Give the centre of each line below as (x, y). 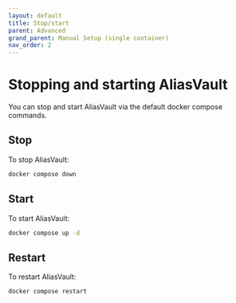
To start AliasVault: (39, 218)
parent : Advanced (37, 30)
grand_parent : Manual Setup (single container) (89, 38)
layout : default (35, 16)
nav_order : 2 (30, 45)
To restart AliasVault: (42, 277)
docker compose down (43, 174)
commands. (28, 116)
